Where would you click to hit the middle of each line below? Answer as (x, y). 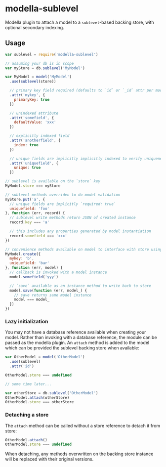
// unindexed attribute (34, 113)
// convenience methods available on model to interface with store (77, 249)
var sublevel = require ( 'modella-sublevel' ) (52, 54)
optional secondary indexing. (35, 27)
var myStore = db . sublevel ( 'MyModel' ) (45, 68)
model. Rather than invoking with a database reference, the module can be (81, 338)
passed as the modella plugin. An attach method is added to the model (77, 343)
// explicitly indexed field (40, 136)
